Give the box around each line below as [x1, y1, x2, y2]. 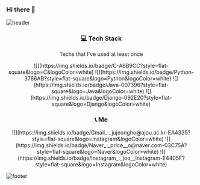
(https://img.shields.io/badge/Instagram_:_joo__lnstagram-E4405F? [17, 154, 185, 162]
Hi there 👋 [6, 5, 36, 14]
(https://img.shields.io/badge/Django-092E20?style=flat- [30, 94, 172, 101]
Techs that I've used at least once [59, 50, 143, 58]
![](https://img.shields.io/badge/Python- [95, 68, 195, 76]
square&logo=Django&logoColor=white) [51, 100, 151, 108]
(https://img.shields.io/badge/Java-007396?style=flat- [33, 81, 169, 88]
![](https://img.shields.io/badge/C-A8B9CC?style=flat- [34, 62, 169, 69]
